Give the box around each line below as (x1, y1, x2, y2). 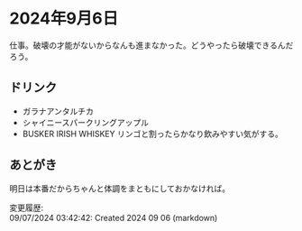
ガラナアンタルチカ (22, 106, 95, 116)
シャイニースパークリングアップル (22, 116, 150, 127)
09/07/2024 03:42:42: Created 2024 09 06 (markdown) (9, 212, 218, 223)
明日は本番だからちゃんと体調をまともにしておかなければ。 (9, 182, 231, 194)
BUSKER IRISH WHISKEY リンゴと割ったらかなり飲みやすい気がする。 (22, 128, 284, 139)
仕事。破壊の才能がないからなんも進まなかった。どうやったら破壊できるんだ (9, 40, 294, 51)
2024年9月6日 (9, 8, 119, 29)
